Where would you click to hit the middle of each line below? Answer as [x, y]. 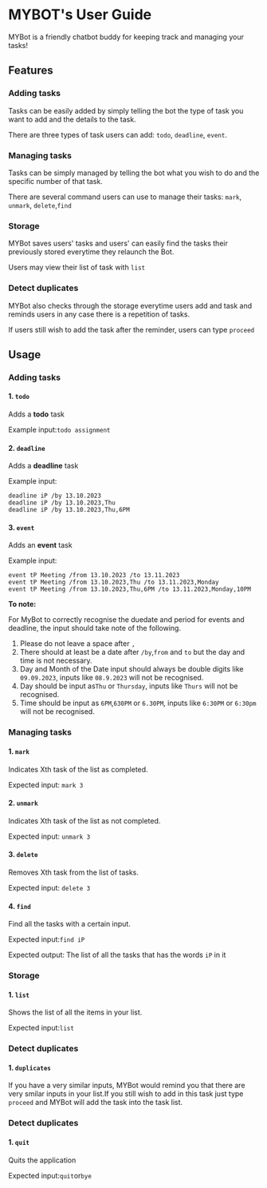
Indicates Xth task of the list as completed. [79, 769]
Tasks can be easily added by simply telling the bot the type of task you [126, 110]
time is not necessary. [56, 660]
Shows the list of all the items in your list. [75, 1012]
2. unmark [23, 803]
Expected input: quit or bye [50, 1175]
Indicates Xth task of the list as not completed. [84, 820]
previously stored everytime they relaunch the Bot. [91, 252]
